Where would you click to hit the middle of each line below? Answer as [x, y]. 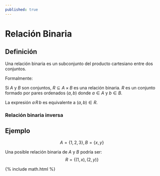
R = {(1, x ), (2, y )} [82, 160]
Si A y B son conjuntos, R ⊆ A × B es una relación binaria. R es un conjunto [80, 88]
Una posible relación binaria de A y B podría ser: [54, 152]
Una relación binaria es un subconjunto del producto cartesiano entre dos [79, 64]
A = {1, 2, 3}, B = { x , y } [82, 143]
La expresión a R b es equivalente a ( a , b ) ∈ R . [51, 102]
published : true [21, 10]
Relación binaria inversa [34, 115]
